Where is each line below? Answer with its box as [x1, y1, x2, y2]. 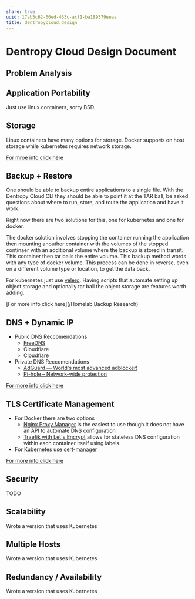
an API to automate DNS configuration [23, 427, 116, 435]
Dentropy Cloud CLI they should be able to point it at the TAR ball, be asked [6, 193, 189, 200]
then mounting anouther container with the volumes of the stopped [6, 240, 169, 247]
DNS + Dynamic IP [6, 318, 74, 328]
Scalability [6, 507, 46, 517]
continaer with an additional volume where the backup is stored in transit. [6, 247, 184, 254]
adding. [6, 289, 25, 297]
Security [6, 474, 38, 484]
